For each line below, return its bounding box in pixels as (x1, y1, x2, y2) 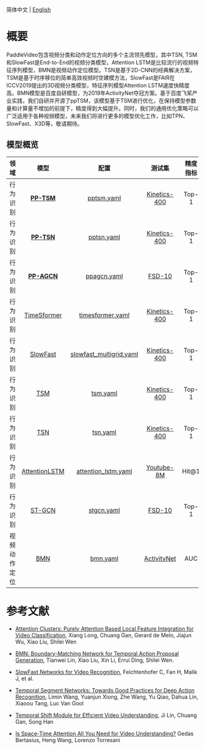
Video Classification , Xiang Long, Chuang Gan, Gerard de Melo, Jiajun (15, 631, 192, 639)
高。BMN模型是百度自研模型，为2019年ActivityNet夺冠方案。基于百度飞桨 (6, 89, 193, 97)
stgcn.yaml (88, 506, 120, 514)
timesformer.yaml (79, 310, 130, 319)
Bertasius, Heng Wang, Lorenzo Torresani (15, 736, 121, 743)
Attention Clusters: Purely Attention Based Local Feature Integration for (15, 624, 194, 632)
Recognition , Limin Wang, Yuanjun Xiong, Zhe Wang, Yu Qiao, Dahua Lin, (15, 693, 198, 700)
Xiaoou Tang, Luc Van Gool (15, 699, 84, 707)
